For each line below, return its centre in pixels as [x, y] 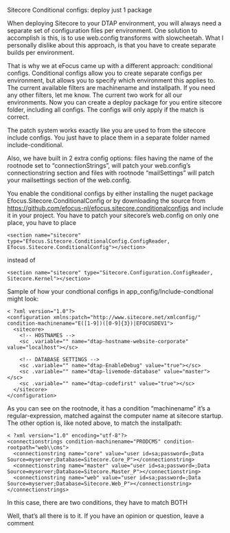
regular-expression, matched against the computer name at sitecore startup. [115, 416]
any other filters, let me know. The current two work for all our [95, 95]
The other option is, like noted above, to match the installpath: [94, 423]
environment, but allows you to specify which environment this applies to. [111, 80]
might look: [23, 299]
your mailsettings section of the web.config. [69, 180]
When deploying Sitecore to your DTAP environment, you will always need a [114, 23]
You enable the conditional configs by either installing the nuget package [111, 193]
